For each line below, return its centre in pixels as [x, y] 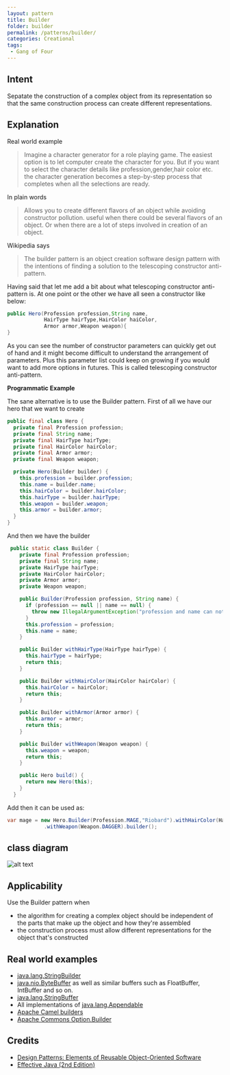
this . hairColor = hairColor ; [67, 687]
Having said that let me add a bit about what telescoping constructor [104, 286]
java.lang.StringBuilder [49, 975]
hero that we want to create [46, 409]
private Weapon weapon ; [53, 586]
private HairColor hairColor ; [63, 574]
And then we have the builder [49, 536]
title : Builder [29, 20]
